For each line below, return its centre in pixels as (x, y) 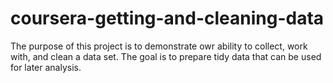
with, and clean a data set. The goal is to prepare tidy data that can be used (166, 56)
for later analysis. (46, 67)
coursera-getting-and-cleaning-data (167, 18)
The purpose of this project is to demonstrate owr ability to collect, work (159, 46)
